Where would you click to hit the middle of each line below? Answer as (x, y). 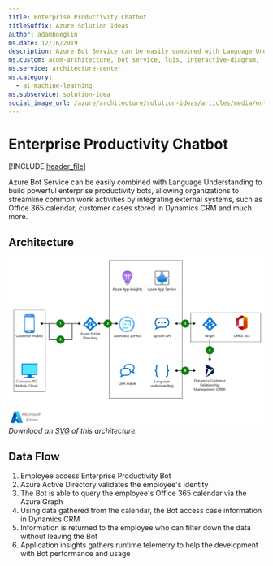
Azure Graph (41, 502)
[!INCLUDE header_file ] (48, 166)
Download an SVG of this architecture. (73, 431)
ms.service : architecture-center (65, 69)
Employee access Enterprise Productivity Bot (96, 476)
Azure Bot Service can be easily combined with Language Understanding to (135, 182)
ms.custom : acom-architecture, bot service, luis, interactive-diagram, (134, 60)
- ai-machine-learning (54, 85)
